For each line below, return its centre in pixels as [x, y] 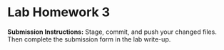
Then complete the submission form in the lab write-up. [89, 39]
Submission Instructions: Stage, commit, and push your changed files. [112, 32]
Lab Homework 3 [59, 12]
